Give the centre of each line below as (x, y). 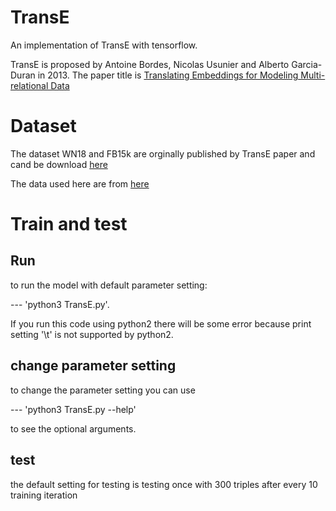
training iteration (44, 495)
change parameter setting (93, 366)
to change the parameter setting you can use (103, 390)
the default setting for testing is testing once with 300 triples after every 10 (164, 484)
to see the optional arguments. (73, 428)
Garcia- (307, 64)
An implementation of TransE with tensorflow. (104, 45)
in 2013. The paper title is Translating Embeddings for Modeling (168, 75)
